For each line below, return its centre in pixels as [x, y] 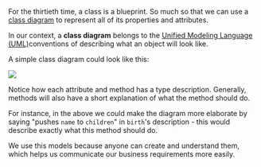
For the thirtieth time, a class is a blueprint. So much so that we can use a [129, 12]
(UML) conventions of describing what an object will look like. [108, 44]
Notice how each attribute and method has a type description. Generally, [127, 89]
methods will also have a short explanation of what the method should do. [129, 98]
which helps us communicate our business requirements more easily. [122, 154]
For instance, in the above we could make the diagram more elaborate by [128, 113]
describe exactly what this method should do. [83, 130]
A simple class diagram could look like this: [79, 59]
